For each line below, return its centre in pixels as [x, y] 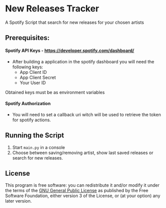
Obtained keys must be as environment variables [55, 92]
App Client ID [33, 72]
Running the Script [35, 135]
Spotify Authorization [28, 104]
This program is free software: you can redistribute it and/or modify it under [82, 185]
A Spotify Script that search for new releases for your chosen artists [75, 22]
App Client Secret [38, 77]
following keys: [28, 67]
